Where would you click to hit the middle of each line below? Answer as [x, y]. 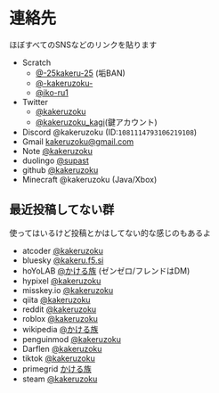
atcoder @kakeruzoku [63, 250]
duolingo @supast [55, 160]
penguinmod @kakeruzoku [72, 339]
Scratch [36, 62]
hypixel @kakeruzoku [61, 281]
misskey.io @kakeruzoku [68, 290]
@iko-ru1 [52, 92]
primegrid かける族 [57, 368]
